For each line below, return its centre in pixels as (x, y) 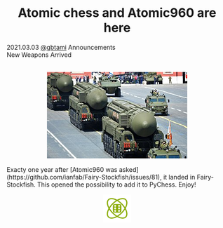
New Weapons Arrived (39, 55)
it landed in (179, 177)
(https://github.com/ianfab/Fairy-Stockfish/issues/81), (84, 177)
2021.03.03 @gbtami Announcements (61, 47)
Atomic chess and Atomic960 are (117, 13)
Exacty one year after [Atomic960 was (62, 169)
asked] (129, 169)
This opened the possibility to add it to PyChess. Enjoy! (117, 185)
